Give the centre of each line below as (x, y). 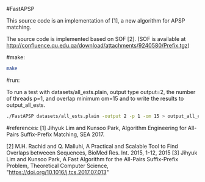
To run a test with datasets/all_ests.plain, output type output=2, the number (101, 92)
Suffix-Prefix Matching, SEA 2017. (63, 134)
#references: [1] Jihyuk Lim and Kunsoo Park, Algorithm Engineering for (96, 128)
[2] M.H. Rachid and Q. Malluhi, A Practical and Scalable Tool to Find (92, 146)
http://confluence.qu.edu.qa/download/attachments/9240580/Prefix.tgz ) (98, 45)
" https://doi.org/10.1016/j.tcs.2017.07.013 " (58, 172)
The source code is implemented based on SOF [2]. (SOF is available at (96, 39)
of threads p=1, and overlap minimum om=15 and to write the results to (95, 98)
